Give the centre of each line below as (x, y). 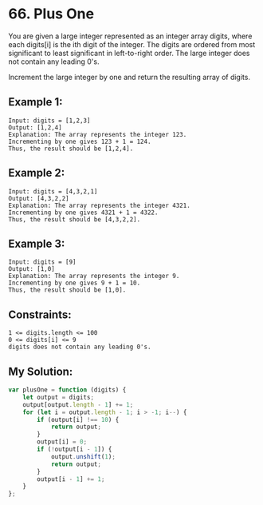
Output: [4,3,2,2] (39, 198)
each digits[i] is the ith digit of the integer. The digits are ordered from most (132, 44)
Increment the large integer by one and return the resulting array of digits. (130, 77)
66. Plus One (51, 14)
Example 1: (35, 102)
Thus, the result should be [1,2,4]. (71, 149)
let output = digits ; (58, 397)
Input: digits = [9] (43, 262)
